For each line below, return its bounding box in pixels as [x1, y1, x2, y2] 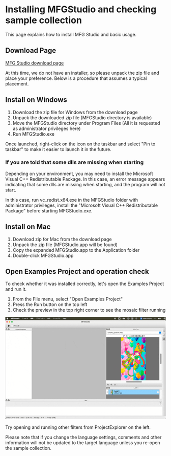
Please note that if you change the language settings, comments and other [5, 434, 162, 440]
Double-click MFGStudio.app [12, 252, 74, 258]
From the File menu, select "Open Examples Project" [12, 296, 123, 302]
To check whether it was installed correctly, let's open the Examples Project [5, 280, 164, 287]
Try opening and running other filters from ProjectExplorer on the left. [5, 424, 151, 430]
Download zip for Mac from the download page [12, 236, 112, 242]
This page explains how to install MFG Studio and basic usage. [5, 31, 137, 37]
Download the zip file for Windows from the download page [12, 109, 138, 115]
